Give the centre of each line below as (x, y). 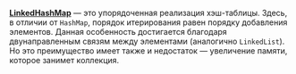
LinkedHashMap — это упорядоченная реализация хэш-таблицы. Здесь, (148, 13)
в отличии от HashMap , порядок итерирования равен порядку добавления (148, 22)
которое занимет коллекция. (64, 60)
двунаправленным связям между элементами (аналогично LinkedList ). (147, 41)
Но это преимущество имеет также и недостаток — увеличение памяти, (148, 51)
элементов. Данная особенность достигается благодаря (118, 32)
